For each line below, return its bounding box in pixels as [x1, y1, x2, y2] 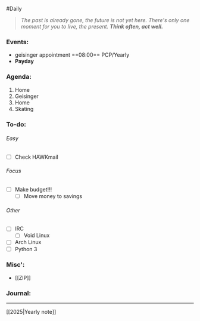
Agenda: [6, 73, 32, 81]
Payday [14, 58, 34, 65]
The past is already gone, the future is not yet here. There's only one [20, 17, 190, 23]
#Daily [6, 5, 22, 12]
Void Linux [23, 232, 50, 239]
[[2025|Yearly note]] [6, 308, 57, 316]
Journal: [6, 289, 32, 297]
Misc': [6, 261, 25, 269]
